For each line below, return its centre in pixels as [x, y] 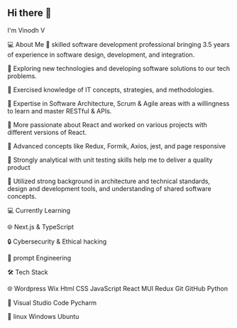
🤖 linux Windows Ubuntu [43, 316]
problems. [22, 76]
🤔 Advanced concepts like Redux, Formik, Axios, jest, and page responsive [116, 146]
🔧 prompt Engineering [39, 258]
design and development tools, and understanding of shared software [109, 188]
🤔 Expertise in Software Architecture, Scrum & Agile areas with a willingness [118, 103]
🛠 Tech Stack [28, 272]
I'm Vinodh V [26, 30]
